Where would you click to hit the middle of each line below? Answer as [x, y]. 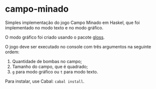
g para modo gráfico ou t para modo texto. [55, 71]
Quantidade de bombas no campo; [47, 61]
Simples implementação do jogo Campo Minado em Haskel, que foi [72, 22]
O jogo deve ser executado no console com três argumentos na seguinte [78, 46]
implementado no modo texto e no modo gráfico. [54, 27]
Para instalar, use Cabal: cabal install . [45, 81]
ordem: [12, 52]
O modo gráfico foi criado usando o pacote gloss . [55, 37]
